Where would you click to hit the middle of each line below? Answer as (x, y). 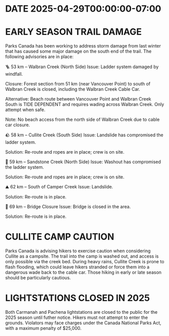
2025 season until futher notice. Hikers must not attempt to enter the (76, 317)
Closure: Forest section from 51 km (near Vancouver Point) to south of (78, 84)
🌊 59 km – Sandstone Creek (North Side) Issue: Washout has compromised (83, 162)
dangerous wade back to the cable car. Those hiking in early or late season (83, 272)
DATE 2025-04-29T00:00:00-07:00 (83, 9)
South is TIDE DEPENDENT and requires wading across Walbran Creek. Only (85, 105)
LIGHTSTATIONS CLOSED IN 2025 (78, 298)
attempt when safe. (25, 110)
